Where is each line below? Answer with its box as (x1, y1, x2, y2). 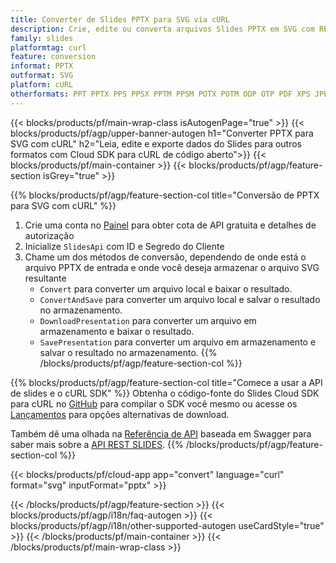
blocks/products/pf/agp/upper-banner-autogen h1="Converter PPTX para (10, 127, 314, 139)
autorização (24, 229, 75, 241)
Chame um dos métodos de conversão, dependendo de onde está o (24, 251, 307, 263)
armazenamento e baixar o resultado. (39, 325, 195, 337)
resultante (24, 272, 67, 284)
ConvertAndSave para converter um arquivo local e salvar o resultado (39, 293, 321, 305)
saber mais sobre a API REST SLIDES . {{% (10, 438, 184, 450)
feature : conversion (10, 52, 97, 62)
